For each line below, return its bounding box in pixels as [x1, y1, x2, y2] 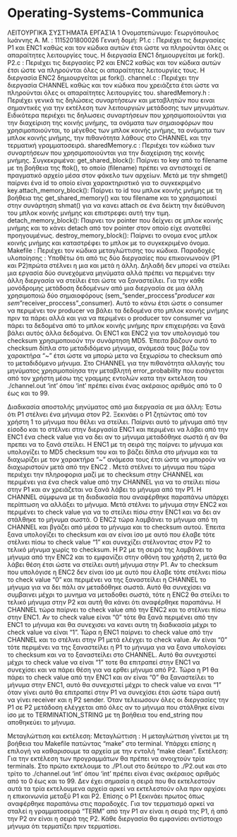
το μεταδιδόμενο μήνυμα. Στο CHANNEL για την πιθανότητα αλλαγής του [7, 358, 225, 367]
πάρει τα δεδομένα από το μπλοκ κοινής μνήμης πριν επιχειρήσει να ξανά [7, 321, 226, 329]
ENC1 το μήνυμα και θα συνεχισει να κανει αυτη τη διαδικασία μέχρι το [7, 620, 217, 628]
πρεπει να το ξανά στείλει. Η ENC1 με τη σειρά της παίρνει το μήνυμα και [7, 440, 224, 448]
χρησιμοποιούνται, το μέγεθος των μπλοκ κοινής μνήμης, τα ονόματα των [7, 126, 226, 134]
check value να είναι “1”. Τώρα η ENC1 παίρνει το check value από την [7, 628, 213, 636]
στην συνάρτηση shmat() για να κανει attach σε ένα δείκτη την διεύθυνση [7, 201, 226, 209]
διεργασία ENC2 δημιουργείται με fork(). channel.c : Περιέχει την [7, 73, 199, 82]
